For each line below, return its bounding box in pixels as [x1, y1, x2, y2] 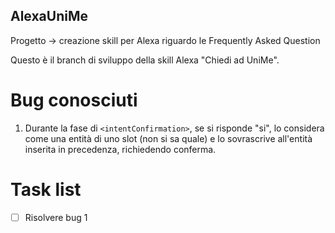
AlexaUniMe [10, 8, 89, 25]
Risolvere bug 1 [24, 211, 88, 223]
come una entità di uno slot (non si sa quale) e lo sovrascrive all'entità [24, 132, 313, 144]
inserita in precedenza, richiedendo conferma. [24, 143, 217, 155]
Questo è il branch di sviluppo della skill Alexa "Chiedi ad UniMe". [10, 54, 280, 66]
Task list [10, 178, 82, 201]
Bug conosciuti [10, 89, 138, 111]
